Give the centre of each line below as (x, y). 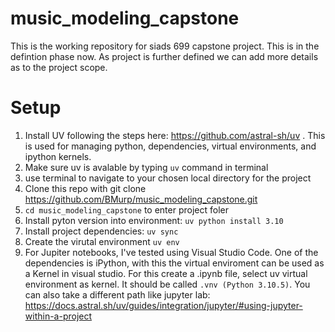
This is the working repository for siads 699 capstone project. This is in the (165, 46)
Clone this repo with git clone (85, 188)
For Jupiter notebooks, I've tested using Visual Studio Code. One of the (171, 252)
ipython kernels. (58, 156)
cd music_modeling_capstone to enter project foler (126, 209)
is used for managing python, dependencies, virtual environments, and (170, 146)
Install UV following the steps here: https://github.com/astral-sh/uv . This (175, 135)
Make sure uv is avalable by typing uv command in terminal (146, 167)
